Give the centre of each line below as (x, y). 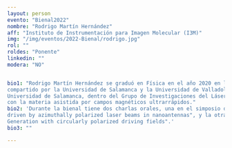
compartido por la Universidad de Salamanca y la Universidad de (103, 89)
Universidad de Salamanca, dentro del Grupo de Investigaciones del (108, 96)
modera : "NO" (26, 65)
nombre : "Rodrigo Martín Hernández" (60, 26)
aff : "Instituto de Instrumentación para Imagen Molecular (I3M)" (105, 33)
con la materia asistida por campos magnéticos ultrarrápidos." (101, 103)
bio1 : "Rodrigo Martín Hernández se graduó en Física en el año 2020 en (114, 83)
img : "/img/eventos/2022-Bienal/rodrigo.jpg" (74, 39)
